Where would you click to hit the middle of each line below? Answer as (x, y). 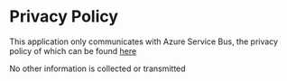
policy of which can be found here (73, 50)
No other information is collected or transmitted (98, 68)
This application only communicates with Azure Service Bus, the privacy (143, 41)
